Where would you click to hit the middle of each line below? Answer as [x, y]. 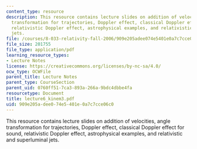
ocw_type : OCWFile [28, 72]
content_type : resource [35, 11]
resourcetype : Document [35, 93]
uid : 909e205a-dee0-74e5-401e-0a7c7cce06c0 [60, 104]
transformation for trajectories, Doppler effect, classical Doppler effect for [95, 127]
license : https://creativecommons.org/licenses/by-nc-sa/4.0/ [84, 66]
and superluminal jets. [33, 140]
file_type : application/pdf [40, 50]
